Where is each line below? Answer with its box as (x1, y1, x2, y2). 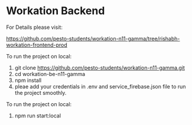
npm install (14, 77, 42, 84)
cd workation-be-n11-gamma (14, 70, 86, 77)
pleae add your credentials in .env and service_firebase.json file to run (14, 83, 186, 90)
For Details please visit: (6, 24, 63, 31)
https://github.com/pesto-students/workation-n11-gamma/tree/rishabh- (6, 35, 180, 42)
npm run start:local (14, 112, 61, 119)
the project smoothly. (14, 89, 67, 96)
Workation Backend (6, 4, 105, 18)
